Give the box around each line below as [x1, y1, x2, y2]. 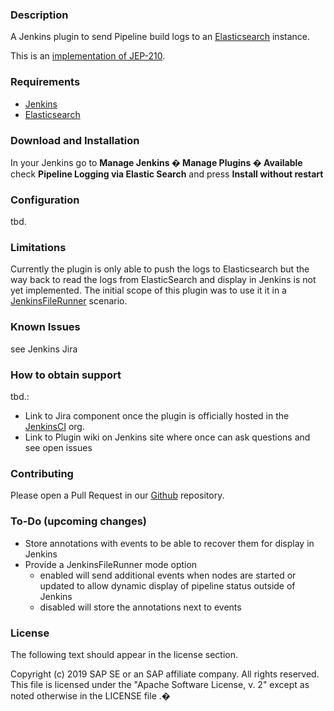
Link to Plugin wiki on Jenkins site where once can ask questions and [24, 431, 311, 443]
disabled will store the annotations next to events [39, 601, 242, 613]
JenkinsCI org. [24, 421, 85, 433]
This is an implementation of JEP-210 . [10, 50, 166, 62]
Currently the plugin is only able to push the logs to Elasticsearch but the [10, 263, 310, 275]
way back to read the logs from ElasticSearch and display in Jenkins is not [10, 274, 317, 286]
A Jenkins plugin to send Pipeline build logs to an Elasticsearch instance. [10, 31, 310, 43]
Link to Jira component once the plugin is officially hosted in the [24, 410, 290, 422]
